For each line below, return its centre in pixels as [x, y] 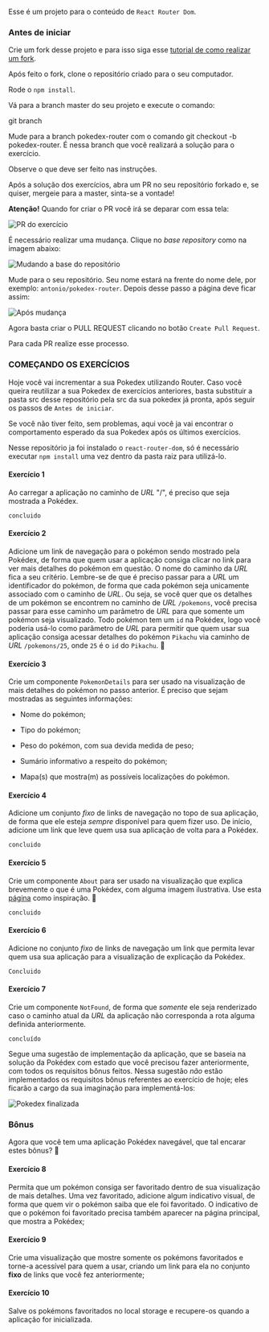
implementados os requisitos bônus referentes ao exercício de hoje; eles [128, 1080]
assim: [19, 297]
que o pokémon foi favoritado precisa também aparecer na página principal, [134, 1212]
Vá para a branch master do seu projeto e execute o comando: [112, 105]
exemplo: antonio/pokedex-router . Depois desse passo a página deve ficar [132, 288]
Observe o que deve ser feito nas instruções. [83, 169]
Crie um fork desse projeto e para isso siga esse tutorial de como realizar [130, 50]
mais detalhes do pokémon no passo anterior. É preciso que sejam [118, 691]
